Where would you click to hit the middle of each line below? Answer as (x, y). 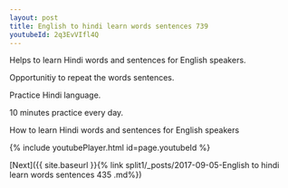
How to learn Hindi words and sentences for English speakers (125, 130)
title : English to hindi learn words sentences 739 (109, 26)
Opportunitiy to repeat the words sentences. (92, 78)
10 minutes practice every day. (67, 113)
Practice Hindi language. (55, 95)
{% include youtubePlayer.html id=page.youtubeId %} (110, 148)
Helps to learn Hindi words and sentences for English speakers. (128, 61)
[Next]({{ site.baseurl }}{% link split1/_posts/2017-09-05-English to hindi (144, 165)
